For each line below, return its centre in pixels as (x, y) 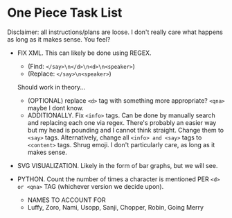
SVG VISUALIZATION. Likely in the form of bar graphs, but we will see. (117, 165)
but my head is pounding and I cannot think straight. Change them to (125, 130)
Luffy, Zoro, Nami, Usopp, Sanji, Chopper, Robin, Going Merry (116, 207)
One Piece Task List (65, 13)
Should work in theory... (51, 87)
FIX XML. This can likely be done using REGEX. (84, 53)
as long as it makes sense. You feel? (59, 39)
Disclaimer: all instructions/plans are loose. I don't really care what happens (115, 32)
